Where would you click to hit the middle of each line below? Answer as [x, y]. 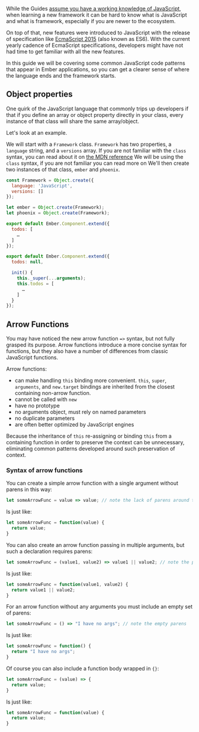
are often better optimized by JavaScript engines [74, 425]
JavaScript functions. [32, 358]
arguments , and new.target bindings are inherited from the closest [94, 387]
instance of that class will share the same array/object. [73, 121]
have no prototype [37, 406]
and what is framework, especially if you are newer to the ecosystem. [91, 21]
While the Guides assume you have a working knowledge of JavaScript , [94, 9]
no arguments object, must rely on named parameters [80, 412]
